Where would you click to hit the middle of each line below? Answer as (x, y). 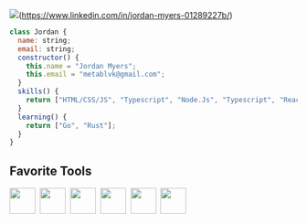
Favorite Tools (51, 170)
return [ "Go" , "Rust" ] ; (71, 125)
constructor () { (48, 58)
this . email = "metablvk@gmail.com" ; (96, 74)
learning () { (42, 117)
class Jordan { (38, 32)
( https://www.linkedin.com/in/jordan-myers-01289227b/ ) (126, 15)
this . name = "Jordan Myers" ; (81, 66)
